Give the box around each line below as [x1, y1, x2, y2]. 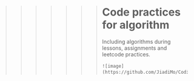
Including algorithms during [102, 38, 171, 45]
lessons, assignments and [102, 44, 167, 52]
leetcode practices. [102, 50, 151, 58]
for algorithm [102, 18, 170, 32]
